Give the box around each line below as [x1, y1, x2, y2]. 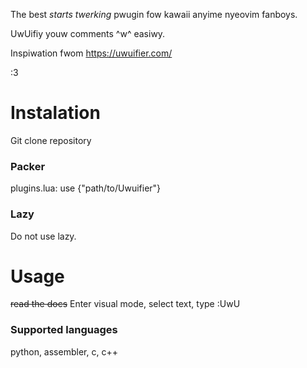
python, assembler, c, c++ [10, 345, 118, 358]
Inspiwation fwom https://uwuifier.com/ [10, 47, 173, 59]
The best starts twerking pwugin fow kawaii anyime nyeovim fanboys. [10, 9, 298, 20]
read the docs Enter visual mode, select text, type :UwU [10, 298, 241, 310]
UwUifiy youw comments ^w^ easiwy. [10, 28, 166, 39]
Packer [10, 159, 46, 173]
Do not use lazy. [10, 230, 77, 242]
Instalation [10, 102, 101, 124]
